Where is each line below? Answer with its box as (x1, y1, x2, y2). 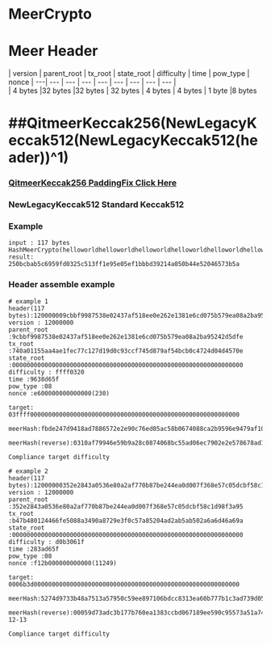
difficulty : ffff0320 (8, 368, 85, 376)
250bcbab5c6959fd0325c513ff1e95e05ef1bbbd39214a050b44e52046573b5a (8, 260, 240, 268)
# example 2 (8, 467, 48, 475)
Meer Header (8, 42, 98, 61)
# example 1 (8, 297, 48, 306)
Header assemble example (8, 279, 115, 290)
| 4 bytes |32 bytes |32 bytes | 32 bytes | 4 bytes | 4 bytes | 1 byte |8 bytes (8, 86, 257, 95)
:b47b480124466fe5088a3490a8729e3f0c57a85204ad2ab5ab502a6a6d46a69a (8, 517, 244, 525)
